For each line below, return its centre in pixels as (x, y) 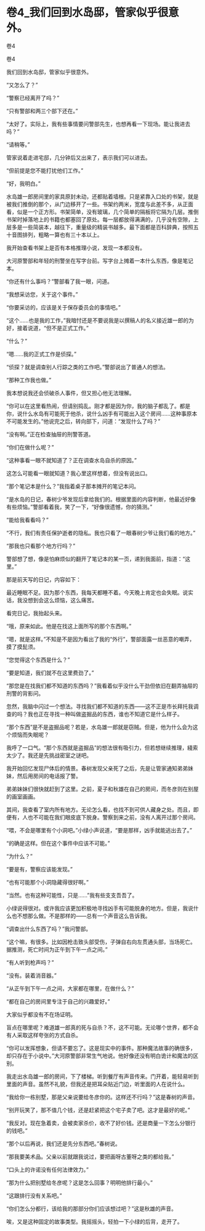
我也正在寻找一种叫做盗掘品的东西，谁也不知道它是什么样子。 (105, 714)
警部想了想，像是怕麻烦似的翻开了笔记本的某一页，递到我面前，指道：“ (96, 559)
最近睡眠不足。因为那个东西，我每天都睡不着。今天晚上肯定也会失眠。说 (97, 592)
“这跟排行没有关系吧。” (34, 1196)
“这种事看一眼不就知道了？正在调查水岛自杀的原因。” (72, 460)
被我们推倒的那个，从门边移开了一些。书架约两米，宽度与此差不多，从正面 (100, 204)
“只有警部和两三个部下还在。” (42, 111)
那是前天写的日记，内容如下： (44, 579)
